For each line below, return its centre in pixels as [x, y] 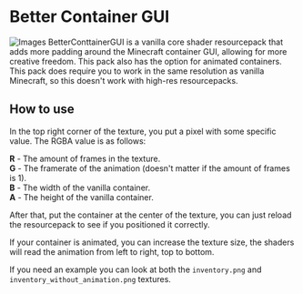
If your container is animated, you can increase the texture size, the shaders [152, 242]
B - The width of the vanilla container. [80, 188]
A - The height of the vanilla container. [82, 197]
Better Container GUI [90, 17]
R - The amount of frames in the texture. [85, 158]
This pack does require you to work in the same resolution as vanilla [137, 71]
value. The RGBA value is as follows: [78, 141]
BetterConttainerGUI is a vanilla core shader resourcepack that [166, 42]
